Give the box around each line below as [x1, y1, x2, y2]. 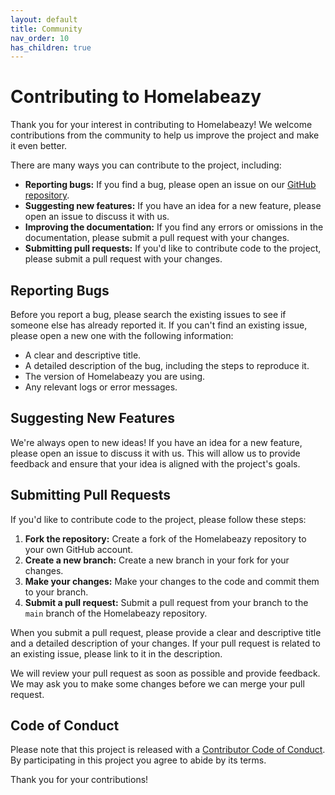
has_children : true [10, 42, 92, 53]
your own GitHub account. [24, 543, 134, 555]
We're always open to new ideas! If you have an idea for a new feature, [10, 436, 303, 448]
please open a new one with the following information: [10, 330, 234, 341]
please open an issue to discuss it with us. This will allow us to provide [10, 447, 301, 459]
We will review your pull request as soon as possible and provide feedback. [10, 667, 321, 679]
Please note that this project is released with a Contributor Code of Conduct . [10, 744, 326, 756]
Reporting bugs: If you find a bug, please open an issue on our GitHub [24, 179, 317, 191]
